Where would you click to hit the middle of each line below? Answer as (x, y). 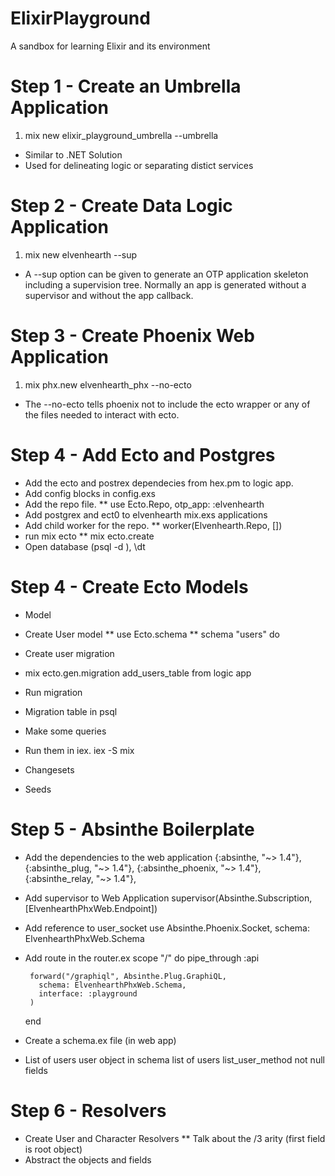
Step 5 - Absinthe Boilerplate (132, 829)
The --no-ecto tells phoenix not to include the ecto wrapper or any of (167, 404)
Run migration (53, 692)
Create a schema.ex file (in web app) (100, 1040)
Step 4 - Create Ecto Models (129, 586)
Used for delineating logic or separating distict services (139, 165)
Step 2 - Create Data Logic (121, 206)
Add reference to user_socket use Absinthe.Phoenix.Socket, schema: (167, 928)
